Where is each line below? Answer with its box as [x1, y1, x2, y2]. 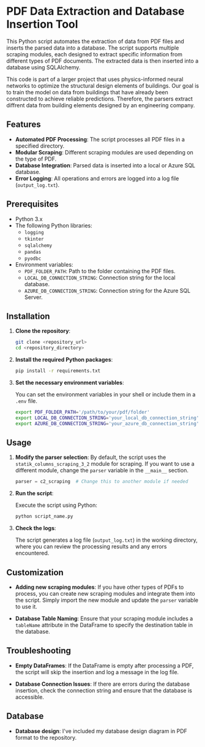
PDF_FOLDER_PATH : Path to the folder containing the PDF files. [24, 267, 176, 275]
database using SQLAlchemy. [6, 63, 81, 71]
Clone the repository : [15, 327, 71, 335]
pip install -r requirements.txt [15, 368, 101, 374]
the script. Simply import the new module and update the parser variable [15, 596, 199, 604]
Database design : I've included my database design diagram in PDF [15, 727, 188, 735]
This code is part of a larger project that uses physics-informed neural [6, 75, 184, 83]
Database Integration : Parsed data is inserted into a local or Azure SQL [15, 161, 196, 169]
